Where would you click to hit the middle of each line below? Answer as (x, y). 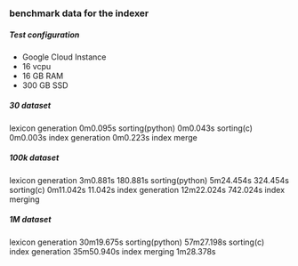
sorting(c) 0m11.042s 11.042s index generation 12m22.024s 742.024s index (147, 189)
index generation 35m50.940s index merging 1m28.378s (113, 251)
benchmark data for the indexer (79, 13)
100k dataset (34, 157)
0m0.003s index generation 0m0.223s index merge (103, 137)
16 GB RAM (43, 76)
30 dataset (30, 106)
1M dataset (30, 220)
